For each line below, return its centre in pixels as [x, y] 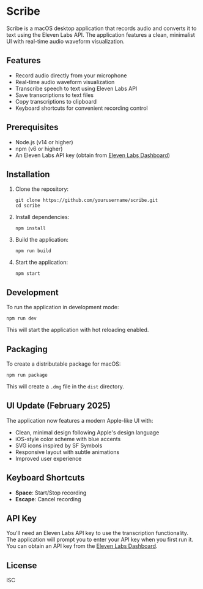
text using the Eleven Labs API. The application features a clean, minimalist [101, 34]
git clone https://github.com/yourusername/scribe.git [87, 201]
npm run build [33, 251]
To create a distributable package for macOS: [64, 364]
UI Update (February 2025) [59, 406]
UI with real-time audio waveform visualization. [66, 41]
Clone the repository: [42, 189]
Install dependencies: [42, 217]
